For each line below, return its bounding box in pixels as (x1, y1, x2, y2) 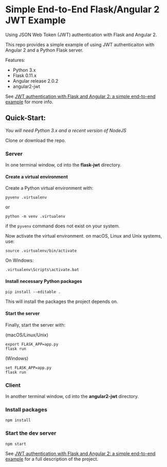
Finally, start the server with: (5, 321, 66, 328)
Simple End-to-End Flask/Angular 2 (5, 4, 160, 15)
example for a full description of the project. (5, 456, 99, 462)
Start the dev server (5, 429, 57, 437)
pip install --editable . (5, 290, 61, 295)
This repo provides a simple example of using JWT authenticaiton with (5, 41, 155, 47)
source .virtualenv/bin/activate (5, 248, 77, 254)
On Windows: (5, 257, 34, 263)
